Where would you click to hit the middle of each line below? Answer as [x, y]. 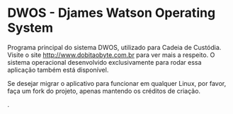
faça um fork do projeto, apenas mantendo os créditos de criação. [104, 91]
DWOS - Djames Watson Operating [112, 13]
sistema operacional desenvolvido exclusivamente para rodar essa [104, 62]
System [30, 28]
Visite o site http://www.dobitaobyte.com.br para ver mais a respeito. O [111, 55]
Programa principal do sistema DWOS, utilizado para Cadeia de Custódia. [114, 47]
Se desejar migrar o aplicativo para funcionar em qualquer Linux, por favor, [117, 83]
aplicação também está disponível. [58, 70]
